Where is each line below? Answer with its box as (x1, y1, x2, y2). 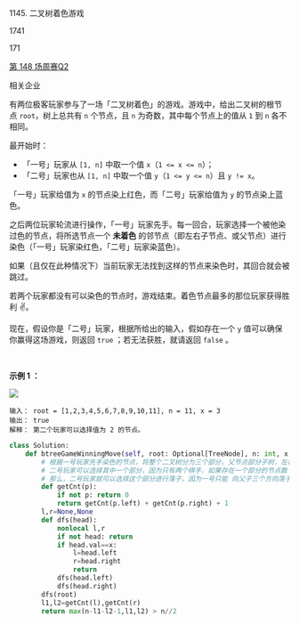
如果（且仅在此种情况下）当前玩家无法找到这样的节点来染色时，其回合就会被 (9, 261, 290, 271)
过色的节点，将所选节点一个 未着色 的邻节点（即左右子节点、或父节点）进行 (9, 231, 287, 240)
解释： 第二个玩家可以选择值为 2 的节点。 (9, 425, 145, 434)
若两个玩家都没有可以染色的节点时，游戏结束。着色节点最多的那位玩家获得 (9, 290, 282, 301)
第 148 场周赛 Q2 (9, 61, 69, 71)
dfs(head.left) (56, 573, 114, 582)
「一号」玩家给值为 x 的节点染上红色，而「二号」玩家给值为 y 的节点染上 (9, 190, 276, 199)
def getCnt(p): (41, 482, 98, 491)
